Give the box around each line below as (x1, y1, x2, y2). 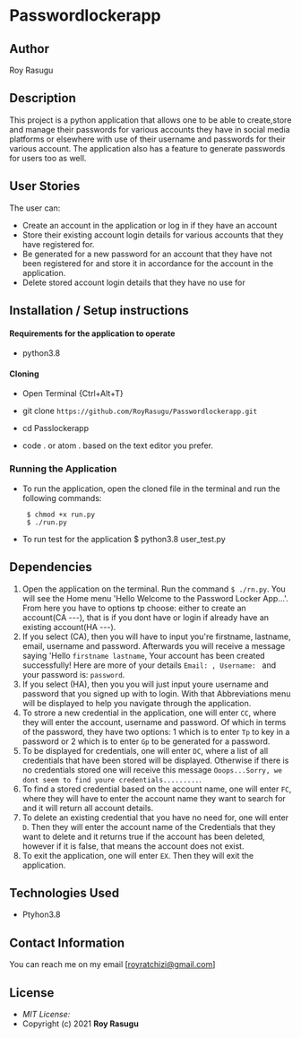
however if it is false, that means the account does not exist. (21, 840, 245, 852)
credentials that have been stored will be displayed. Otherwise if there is (21, 755, 289, 766)
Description (9, 91, 76, 106)
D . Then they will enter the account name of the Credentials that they (21, 821, 276, 832)
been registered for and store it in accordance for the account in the (21, 257, 274, 269)
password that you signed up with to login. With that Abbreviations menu (21, 688, 291, 699)
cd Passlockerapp (21, 423, 90, 434)
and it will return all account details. (21, 802, 154, 813)
